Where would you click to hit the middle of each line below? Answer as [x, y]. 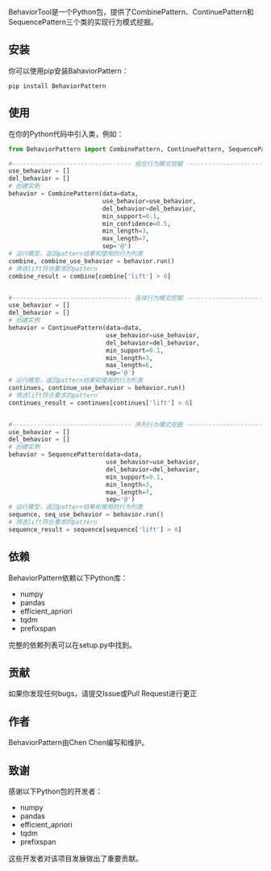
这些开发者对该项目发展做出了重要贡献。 [75, 858]
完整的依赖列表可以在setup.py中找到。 [73, 645]
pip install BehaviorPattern [57, 86]
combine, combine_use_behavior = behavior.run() [92, 261]
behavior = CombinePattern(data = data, [73, 194]
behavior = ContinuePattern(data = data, [75, 328]
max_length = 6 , [129, 366]
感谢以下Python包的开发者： [56, 791]
